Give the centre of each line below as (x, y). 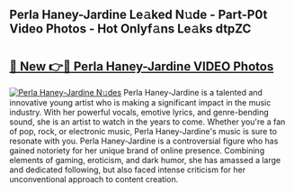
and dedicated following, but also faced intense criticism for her (127, 170)
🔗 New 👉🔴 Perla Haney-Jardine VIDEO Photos (142, 66)
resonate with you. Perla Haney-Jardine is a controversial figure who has (144, 141)
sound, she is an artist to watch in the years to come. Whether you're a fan (147, 122)
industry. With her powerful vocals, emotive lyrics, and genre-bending (139, 112)
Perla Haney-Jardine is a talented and (193, 92)
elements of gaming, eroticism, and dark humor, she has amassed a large (145, 160)
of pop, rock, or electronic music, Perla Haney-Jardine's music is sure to (143, 131)
